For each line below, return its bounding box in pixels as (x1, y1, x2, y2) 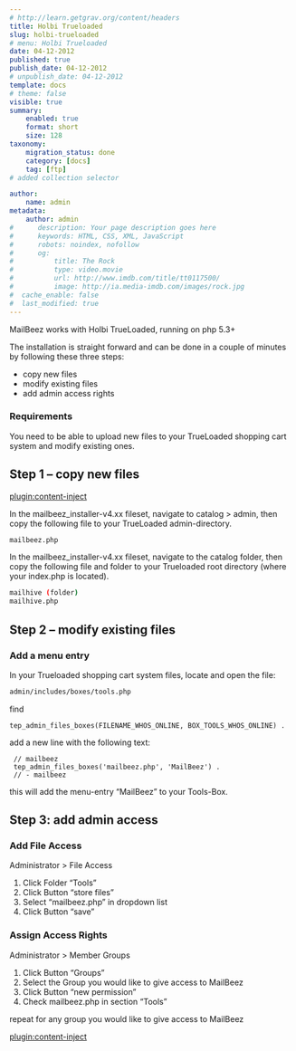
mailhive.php (9, 597, 59, 607)
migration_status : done (25, 148, 116, 157)
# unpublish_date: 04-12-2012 (9, 72, 124, 81)
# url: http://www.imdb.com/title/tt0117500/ (9, 273, 221, 283)
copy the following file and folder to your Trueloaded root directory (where (9, 561, 287, 572)
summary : (9, 106, 43, 115)
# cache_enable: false (9, 291, 100, 300)
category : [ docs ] (25, 156, 91, 166)
